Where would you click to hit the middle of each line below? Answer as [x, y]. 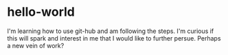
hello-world [41, 12]
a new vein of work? [36, 45]
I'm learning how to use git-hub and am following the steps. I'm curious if [111, 31]
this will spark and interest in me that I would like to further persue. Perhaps [114, 38]
